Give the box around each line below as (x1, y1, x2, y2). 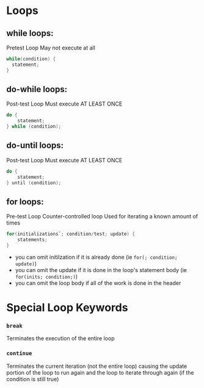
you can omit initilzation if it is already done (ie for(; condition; (15, 253, 178, 260)
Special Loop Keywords (6, 301, 128, 315)
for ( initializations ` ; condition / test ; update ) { (6, 231, 136, 237)
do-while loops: (6, 84, 68, 95)
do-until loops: (6, 140, 64, 151)
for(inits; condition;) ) (15, 273, 78, 280)
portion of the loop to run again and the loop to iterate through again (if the (6, 368, 194, 376)
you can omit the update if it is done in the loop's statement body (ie (15, 266, 188, 273)
